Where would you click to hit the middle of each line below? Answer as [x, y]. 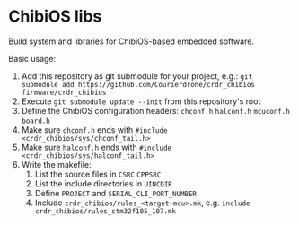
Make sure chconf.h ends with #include [94, 130]
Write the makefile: [56, 164]
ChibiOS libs [55, 17]
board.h [35, 121]
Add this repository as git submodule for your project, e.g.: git [137, 76]
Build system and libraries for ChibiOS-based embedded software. [132, 41]
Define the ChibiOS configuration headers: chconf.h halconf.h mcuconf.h [156, 110]
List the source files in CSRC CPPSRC [98, 174]
